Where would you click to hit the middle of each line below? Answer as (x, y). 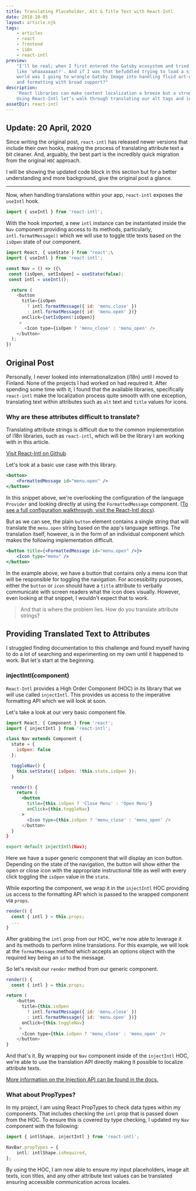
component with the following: (43, 1126)
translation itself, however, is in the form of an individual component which (95, 534)
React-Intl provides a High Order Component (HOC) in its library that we (94, 688)
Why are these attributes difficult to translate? (73, 417)
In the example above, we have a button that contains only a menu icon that (97, 573)
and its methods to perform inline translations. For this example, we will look (97, 945)
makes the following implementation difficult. (60, 540)
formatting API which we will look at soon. (56, 701)
